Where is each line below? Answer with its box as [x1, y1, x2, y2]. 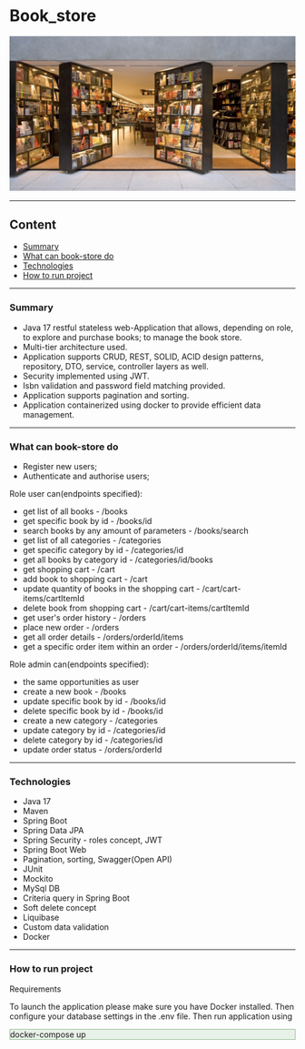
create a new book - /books [22, 686, 127, 697]
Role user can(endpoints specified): [9, 489, 143, 499]
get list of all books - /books [22, 506, 129, 517]
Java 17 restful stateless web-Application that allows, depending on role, [22, 322, 294, 333]
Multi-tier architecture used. [22, 341, 128, 352]
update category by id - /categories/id [22, 725, 166, 736]
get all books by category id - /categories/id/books [22, 554, 213, 565]
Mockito [22, 873, 54, 884]
